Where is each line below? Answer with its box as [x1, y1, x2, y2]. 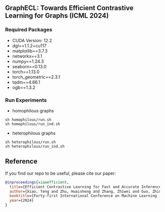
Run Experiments [5, 97, 47, 104]
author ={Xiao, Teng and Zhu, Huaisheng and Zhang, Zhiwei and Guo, [9, 189, 151, 194]
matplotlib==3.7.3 [12, 48, 48, 53]
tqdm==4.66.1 [12, 79, 40, 85]
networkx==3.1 [12, 53, 43, 59]
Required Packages [5, 26, 53, 33]
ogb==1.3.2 [12, 84, 36, 90]
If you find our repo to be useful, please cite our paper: [5, 170, 116, 176]
